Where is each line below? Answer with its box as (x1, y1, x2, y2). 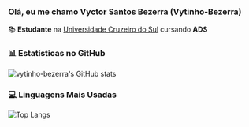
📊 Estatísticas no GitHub (8, 48, 106, 59)
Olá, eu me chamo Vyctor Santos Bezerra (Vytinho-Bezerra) (8, 6, 242, 17)
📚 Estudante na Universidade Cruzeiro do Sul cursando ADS (8, 24, 208, 34)
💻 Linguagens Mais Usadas (8, 89, 117, 100)
